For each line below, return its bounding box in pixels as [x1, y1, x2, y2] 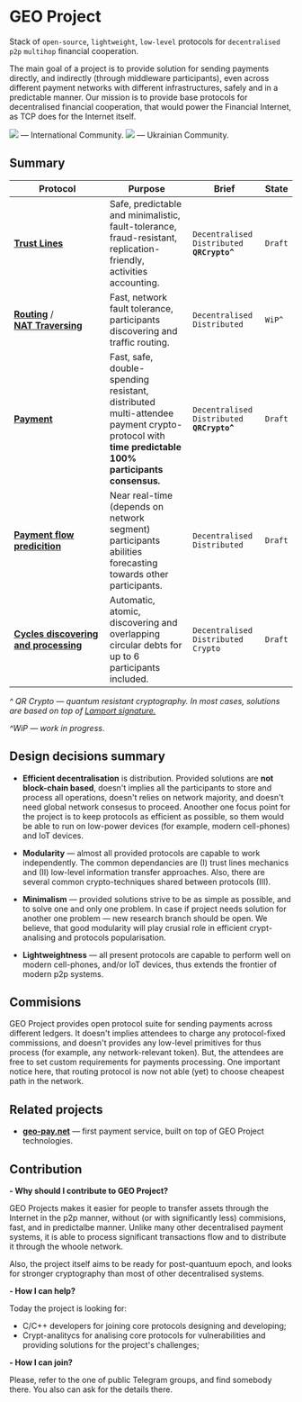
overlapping [109, 628, 160, 640]
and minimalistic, [109, 209, 182, 222]
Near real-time [109, 489, 173, 502]
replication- [109, 242, 161, 255]
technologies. [22, 1135, 74, 1146]
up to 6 [109, 650, 140, 663]
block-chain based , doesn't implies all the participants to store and [22, 782, 272, 793]
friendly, [109, 254, 146, 267]
